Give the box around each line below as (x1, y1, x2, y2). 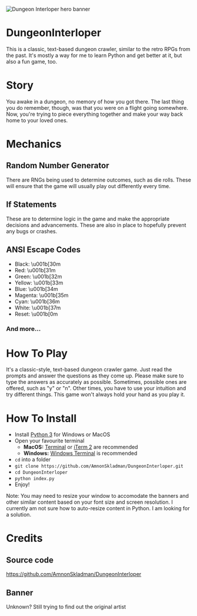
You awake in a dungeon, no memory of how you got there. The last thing (6, 98, 184, 105)
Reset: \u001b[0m (14, 310, 58, 317)
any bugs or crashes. (6, 227, 58, 235)
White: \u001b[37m (14, 304, 61, 311)
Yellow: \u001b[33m (14, 279, 64, 286)
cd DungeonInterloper (14, 470, 68, 476)
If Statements (6, 200, 57, 210)
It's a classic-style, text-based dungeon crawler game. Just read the (6, 366, 172, 373)
